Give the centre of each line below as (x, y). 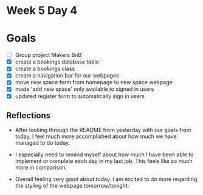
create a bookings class (45, 69)
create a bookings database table (57, 62)
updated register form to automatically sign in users (80, 96)
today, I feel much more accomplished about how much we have (96, 136)
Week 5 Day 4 (42, 11)
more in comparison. (41, 168)
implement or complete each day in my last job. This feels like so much (104, 161)
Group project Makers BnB (48, 55)
